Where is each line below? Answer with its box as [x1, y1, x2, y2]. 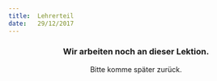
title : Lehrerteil [8, 11, 74, 20]
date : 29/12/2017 [8, 19, 74, 28]
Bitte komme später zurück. [90, 64, 182, 74]
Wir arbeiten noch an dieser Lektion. [62, 46, 210, 58]
